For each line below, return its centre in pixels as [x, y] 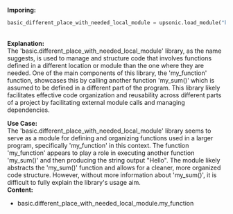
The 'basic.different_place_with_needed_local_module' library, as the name [114, 51]
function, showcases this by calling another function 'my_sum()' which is [111, 80]
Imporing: [21, 10]
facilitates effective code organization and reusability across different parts [114, 95]
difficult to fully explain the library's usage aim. [74, 182]
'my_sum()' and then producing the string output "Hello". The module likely [114, 160]
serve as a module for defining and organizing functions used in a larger [110, 138]
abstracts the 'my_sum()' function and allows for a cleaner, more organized [114, 167]
